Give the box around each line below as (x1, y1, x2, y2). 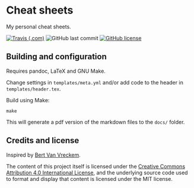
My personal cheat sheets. (6, 23, 71, 30)
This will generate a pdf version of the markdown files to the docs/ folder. (6, 118, 185, 125)
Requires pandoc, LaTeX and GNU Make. (6, 67, 106, 74)
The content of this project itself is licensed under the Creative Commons (6, 163, 186, 170)
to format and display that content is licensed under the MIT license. (6, 175, 173, 182)
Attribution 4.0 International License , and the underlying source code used (6, 169, 188, 176)
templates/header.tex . (6, 85, 61, 92)
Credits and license (6, 135, 79, 145)
